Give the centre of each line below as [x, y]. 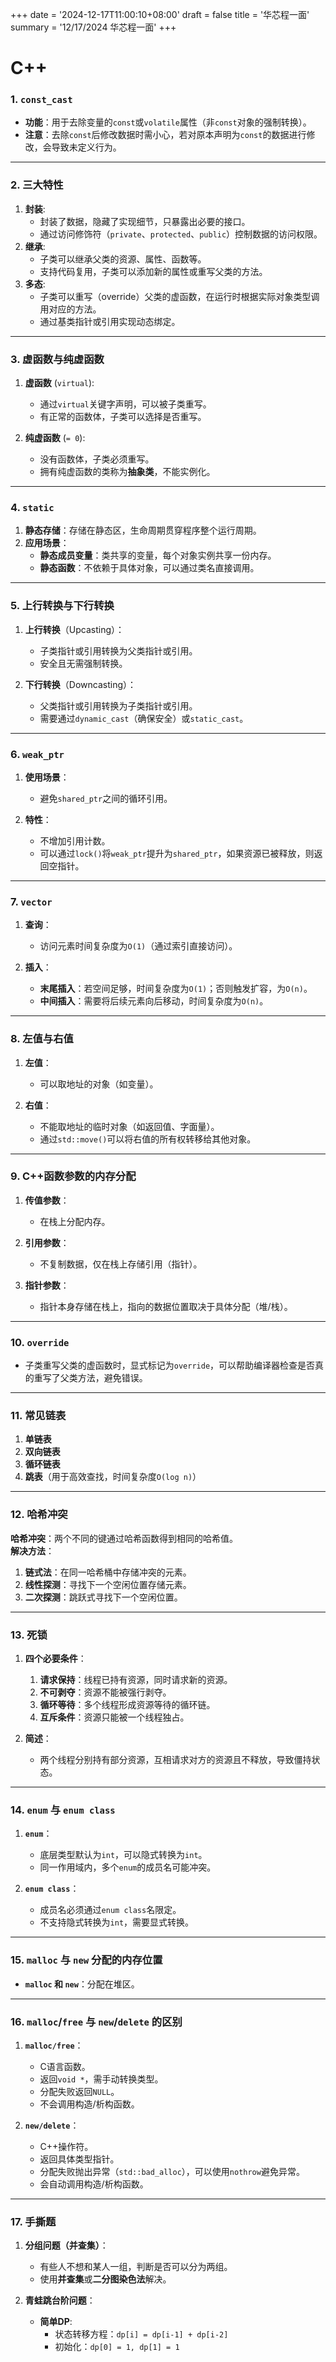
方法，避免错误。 [112, 1378]
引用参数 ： [47, 1242]
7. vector [31, 901]
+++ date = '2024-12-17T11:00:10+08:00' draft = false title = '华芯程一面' [160, 14]
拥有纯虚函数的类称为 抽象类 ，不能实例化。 [127, 472]
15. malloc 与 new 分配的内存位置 [86, 1960]
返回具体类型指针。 [79, 2159]
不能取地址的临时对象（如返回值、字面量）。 [129, 1126]
